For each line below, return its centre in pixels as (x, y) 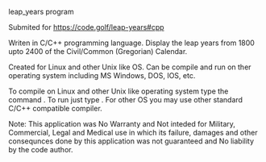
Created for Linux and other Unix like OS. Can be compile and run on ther (130, 67)
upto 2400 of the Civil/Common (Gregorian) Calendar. (98, 51)
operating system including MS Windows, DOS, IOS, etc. (102, 75)
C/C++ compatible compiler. (55, 108)
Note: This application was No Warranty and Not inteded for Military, (122, 124)
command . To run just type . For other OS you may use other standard (126, 100)
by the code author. (41, 150)
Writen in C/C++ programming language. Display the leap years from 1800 (132, 43)
